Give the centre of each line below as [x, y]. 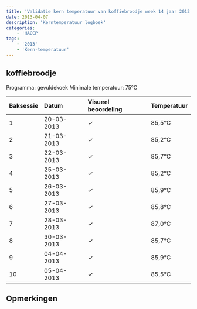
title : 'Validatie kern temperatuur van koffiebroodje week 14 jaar [91, 11]
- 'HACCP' [29, 33]
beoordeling [105, 109]
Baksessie [24, 105]
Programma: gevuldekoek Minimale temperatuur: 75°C [72, 87]
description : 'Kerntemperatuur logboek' [56, 22]
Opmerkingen [32, 298]
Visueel [98, 102]
